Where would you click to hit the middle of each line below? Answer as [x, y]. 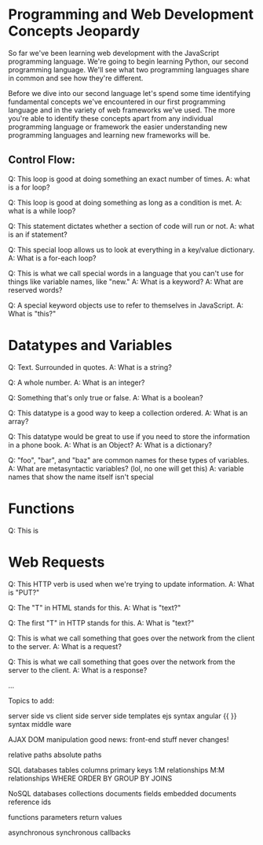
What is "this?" [32, 313]
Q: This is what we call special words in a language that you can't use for [126, 273]
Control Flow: [42, 160]
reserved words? [35, 290]
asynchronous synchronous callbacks [69, 832]
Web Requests [57, 562]
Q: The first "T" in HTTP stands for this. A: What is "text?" [101, 622]
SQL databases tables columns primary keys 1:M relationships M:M [117, 769]
